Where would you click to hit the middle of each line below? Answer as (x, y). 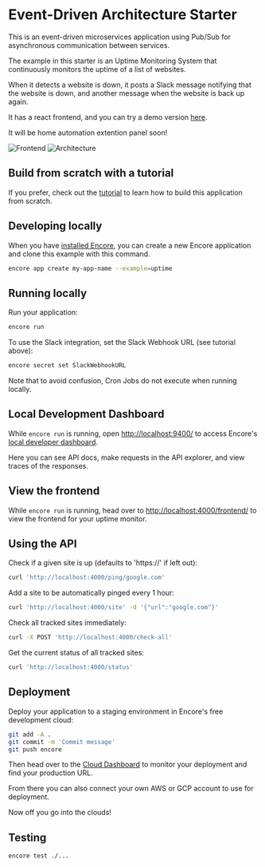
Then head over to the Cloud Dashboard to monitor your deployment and (128, 765)
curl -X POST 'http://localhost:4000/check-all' (90, 637)
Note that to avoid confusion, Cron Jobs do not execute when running (123, 380)
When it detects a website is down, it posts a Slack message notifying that (130, 85)
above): (21, 351)
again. (19, 101)
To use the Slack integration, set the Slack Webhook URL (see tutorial (122, 342)
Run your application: (43, 312)
